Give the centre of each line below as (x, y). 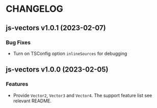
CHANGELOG (34, 9)
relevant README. (32, 101)
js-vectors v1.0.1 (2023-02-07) (56, 28)
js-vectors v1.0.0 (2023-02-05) (57, 70)
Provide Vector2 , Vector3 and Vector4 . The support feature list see (83, 95)
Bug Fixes (18, 42)
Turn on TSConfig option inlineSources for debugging (70, 53)
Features (17, 84)
